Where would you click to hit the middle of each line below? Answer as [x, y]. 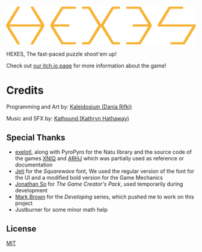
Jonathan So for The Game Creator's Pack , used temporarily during [99, 184]
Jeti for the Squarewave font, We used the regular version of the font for [104, 171]
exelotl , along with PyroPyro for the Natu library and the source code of [103, 152]
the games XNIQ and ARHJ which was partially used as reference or [99, 159]
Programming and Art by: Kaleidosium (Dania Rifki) [69, 107]
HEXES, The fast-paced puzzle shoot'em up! [62, 54]
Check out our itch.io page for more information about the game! [86, 66]
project [24, 203]
